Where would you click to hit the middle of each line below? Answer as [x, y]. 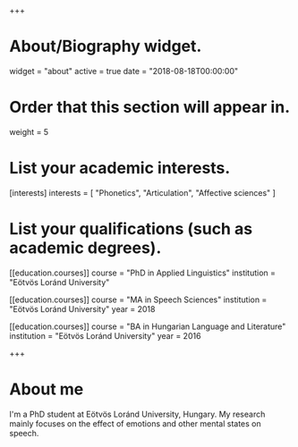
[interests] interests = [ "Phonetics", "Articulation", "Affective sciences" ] [142, 192]
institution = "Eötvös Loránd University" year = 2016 [105, 335]
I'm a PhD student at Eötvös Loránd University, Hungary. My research [137, 414]
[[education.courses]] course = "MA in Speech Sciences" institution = [138, 299]
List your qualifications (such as [131, 229]
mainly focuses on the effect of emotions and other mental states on [135, 423]
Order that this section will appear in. [150, 107]
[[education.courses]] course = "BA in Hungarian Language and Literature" [148, 326]
